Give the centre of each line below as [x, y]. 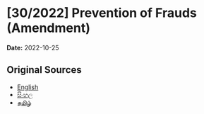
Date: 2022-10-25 [33, 47]
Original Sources [44, 70]
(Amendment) [49, 28]
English [28, 87]
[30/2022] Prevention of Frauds [102, 13]
